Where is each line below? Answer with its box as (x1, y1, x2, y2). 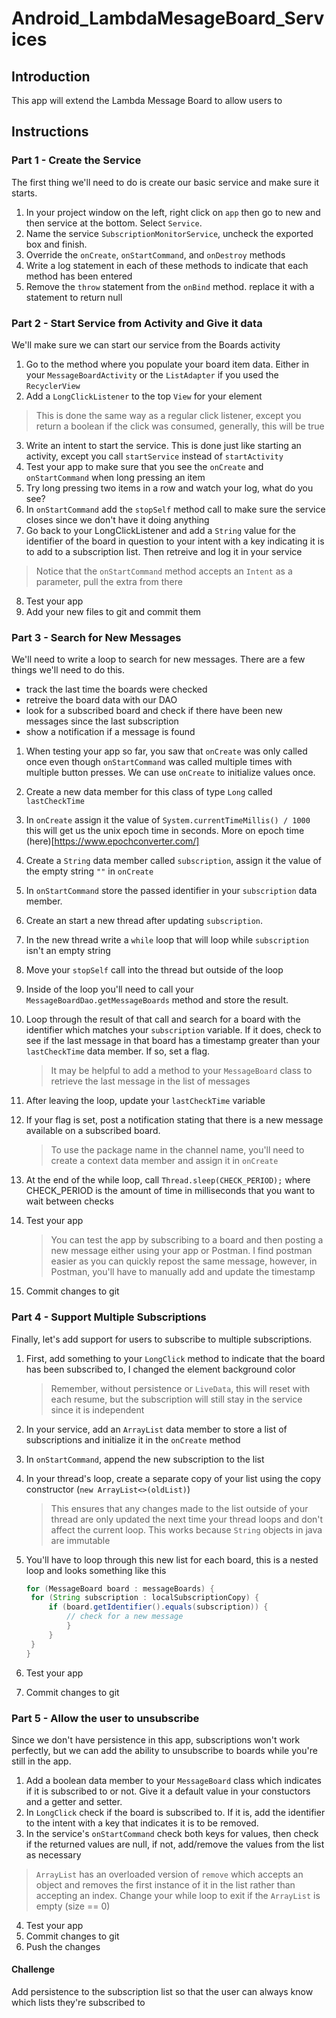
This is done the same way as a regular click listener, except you (35, 409, 302, 421)
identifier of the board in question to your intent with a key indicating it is (25, 535, 325, 547)
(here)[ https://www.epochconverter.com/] (25, 835, 200, 847)
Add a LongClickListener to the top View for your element (25, 390, 263, 402)
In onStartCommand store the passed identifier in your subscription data (25, 885, 318, 897)
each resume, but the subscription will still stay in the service (50, 1393, 303, 1405)
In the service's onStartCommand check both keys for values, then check (25, 1827, 319, 1839)
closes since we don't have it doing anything (25, 513, 210, 526)
